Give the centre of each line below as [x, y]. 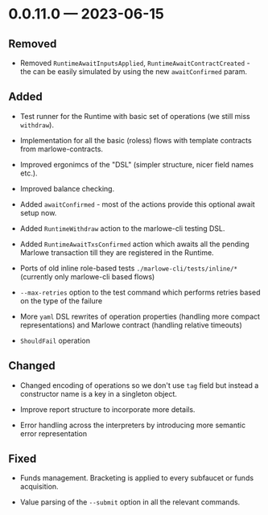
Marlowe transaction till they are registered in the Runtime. [117, 252]
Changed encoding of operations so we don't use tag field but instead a [139, 385]
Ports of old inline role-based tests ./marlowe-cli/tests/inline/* [129, 268]
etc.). [29, 173]
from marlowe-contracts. [61, 149]
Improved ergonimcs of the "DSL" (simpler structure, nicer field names [137, 164]
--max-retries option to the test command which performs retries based [140, 292]
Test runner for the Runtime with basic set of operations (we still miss [135, 116]
